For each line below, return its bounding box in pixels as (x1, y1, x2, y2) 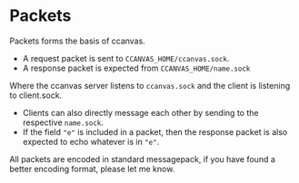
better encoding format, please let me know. (9, 163, 175, 174)
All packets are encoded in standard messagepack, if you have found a (9, 153, 275, 164)
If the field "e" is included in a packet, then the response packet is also (22, 126, 288, 137)
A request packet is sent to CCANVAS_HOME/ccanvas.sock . (22, 53, 230, 63)
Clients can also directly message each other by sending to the (22, 107, 259, 118)
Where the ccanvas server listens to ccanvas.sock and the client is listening (9, 80, 291, 91)
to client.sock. (9, 90, 63, 101)
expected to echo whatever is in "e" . (22, 136, 160, 147)
